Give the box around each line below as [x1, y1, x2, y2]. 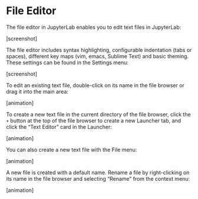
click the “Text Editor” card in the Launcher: [6, 123, 112, 130]
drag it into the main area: [6, 88, 69, 95]
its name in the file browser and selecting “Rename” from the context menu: [6, 175, 190, 182]
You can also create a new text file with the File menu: [6, 146, 137, 153]
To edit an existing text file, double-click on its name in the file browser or [6, 81, 184, 89]
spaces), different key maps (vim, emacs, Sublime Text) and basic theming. [6, 52, 189, 59]
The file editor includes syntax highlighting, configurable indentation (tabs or [6, 46, 192, 54]
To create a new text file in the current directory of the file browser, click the [6, 111, 191, 118]
